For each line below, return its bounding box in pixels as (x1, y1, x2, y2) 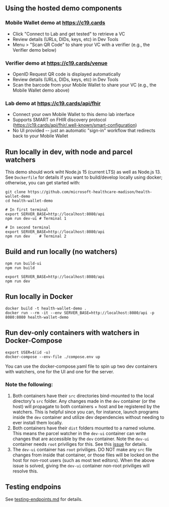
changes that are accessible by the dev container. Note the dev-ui (12, 436, 150, 442)
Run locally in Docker (5, 292, 73, 301)
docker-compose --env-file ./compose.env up (5, 354, 100, 359)
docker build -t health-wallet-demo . (5, 306, 87, 311)
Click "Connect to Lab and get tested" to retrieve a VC (12, 30, 125, 37)
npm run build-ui (5, 261, 42, 266)
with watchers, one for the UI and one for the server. (5, 368, 115, 374)
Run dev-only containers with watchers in (5, 329, 140, 337)
